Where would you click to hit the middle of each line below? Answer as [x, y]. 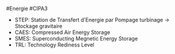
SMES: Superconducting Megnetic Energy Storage [76, 38]
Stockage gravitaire [38, 26]
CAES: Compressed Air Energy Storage [62, 32]
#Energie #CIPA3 [27, 9]
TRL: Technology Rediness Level [54, 45]
